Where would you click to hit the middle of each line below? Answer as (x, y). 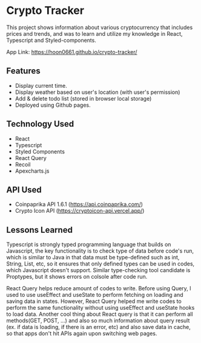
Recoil (23, 164)
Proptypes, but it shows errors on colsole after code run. (77, 277)
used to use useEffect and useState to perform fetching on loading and (95, 295)
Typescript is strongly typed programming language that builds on (89, 245)
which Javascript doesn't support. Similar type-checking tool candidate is (98, 270)
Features (23, 71)
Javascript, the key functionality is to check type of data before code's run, (100, 251)
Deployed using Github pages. (53, 105)
